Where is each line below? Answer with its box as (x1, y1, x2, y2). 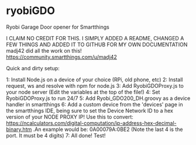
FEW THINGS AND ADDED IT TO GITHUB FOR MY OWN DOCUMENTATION (6, 41, 188, 48)
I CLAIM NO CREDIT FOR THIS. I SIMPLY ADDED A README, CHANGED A (6, 34, 184, 42)
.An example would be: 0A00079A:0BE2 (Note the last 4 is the (33, 126, 183, 133)
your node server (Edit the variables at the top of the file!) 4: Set (6, 88, 160, 95)
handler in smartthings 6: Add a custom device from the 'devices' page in (6, 101, 183, 108)
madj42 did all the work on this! (6, 47, 82, 54)
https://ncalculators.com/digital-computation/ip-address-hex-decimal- (6, 119, 177, 126)
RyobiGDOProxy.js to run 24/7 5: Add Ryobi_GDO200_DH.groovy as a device (6, 95, 191, 102)
